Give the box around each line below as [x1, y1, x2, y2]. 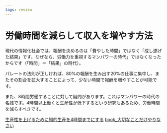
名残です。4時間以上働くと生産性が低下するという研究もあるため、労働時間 [5, 100, 160, 106]
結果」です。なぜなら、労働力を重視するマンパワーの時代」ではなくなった [9, 54, 162, 60]
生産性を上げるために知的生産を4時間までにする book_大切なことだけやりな [5, 116, 161, 122]
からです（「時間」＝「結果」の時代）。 [5, 60, 83, 66]
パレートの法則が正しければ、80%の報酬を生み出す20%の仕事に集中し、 [5, 70, 156, 76]
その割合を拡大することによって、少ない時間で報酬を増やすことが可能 [9, 76, 153, 82]
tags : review [5, 7, 32, 12]
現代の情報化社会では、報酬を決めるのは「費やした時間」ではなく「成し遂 [5, 48, 158, 54]
